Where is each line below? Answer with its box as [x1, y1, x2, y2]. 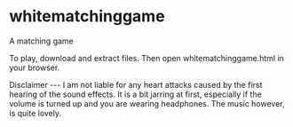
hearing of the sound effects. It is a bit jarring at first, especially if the [9, 89, 262, 99]
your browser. [9, 62, 60, 73]
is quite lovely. [9, 107, 62, 118]
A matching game [9, 36, 74, 46]
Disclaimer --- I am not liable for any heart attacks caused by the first [9, 79, 263, 90]
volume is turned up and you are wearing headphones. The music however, [9, 98, 286, 108]
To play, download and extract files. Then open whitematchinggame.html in [9, 52, 284, 63]
